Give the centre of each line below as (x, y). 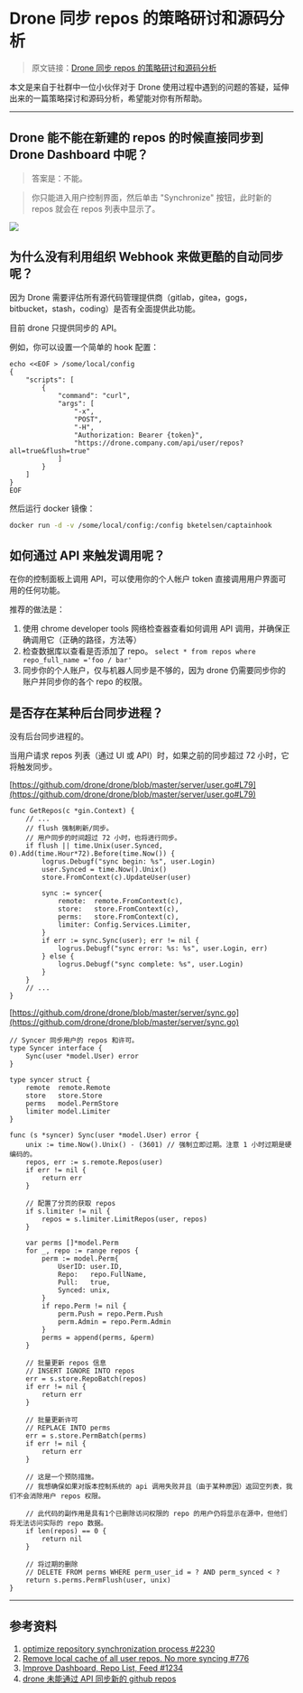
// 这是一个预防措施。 (62, 1477)
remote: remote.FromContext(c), (120, 902)
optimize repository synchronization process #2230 (119, 1649)
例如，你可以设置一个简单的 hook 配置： (84, 347)
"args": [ (76, 403)
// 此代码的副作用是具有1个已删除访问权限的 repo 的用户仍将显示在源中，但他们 (156, 1514)
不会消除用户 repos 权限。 (60, 1496)
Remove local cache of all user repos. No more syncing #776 (136, 1658)
